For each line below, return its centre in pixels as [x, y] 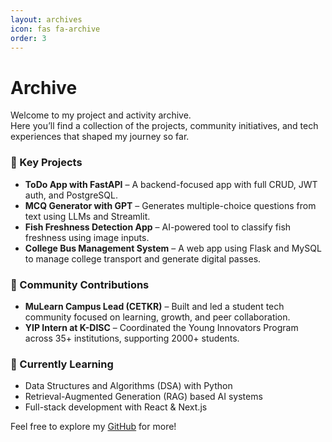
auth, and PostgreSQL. [71, 195]
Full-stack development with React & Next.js [116, 407]
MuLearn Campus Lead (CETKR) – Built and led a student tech [154, 306]
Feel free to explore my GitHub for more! [93, 427]
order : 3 [28, 38]
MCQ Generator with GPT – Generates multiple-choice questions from [170, 205]
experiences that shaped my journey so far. [100, 137]
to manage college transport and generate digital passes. [143, 258]
